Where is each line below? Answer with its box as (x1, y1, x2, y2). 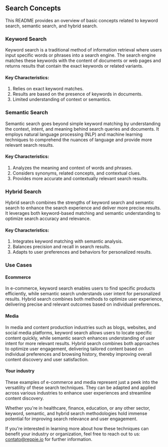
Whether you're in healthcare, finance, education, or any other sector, (5, 405, 150, 411)
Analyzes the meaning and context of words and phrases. (12, 164, 133, 171)
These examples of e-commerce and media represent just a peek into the (5, 379, 158, 385)
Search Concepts (5, 4, 61, 13)
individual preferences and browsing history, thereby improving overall (5, 351, 152, 357)
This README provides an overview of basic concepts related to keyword (5, 17, 158, 23)
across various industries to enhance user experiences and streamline (5, 389, 151, 396)
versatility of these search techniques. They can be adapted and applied (5, 384, 156, 390)
